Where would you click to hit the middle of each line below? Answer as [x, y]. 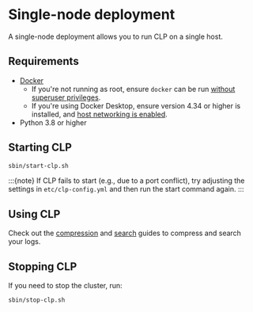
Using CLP [34, 214]
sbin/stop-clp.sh [37, 300]
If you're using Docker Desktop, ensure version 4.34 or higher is [136, 105]
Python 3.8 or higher [53, 122]
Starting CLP [40, 148]
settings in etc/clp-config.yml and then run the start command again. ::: [126, 189]
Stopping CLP [43, 266]
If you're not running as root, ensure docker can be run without [133, 89]
